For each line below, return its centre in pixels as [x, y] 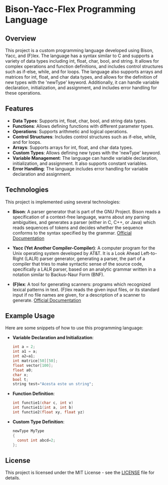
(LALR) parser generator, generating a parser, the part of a [85, 259]
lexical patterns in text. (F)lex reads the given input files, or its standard [86, 290]
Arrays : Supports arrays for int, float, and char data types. [73, 147]
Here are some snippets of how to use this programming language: [74, 328]
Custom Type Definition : [38, 421]
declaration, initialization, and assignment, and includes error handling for [81, 88]
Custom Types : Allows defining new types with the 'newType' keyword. [87, 153]
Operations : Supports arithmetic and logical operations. [70, 131]
